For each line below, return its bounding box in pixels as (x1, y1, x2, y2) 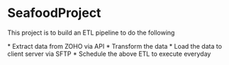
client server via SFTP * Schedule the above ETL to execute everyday (7, 49, 211, 58)
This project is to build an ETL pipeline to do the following (7, 28, 175, 37)
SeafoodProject (7, 5, 101, 21)
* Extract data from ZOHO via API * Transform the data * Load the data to (7, 42, 222, 50)
